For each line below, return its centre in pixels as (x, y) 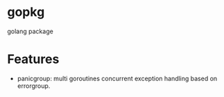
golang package (30, 31)
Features (33, 59)
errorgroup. (34, 86)
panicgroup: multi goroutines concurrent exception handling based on (117, 78)
